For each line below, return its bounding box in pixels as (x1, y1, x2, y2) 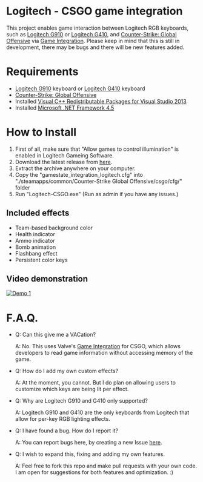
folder (15, 183, 30, 191)
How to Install (6, 125, 77, 139)
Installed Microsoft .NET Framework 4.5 (15, 104, 115, 111)
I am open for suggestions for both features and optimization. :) (15, 469, 174, 476)
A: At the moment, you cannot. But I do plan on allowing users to (15, 379, 176, 386)
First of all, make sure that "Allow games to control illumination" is (15, 145, 179, 153)
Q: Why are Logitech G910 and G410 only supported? (15, 397, 148, 404)
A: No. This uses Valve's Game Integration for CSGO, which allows (15, 343, 181, 350)
